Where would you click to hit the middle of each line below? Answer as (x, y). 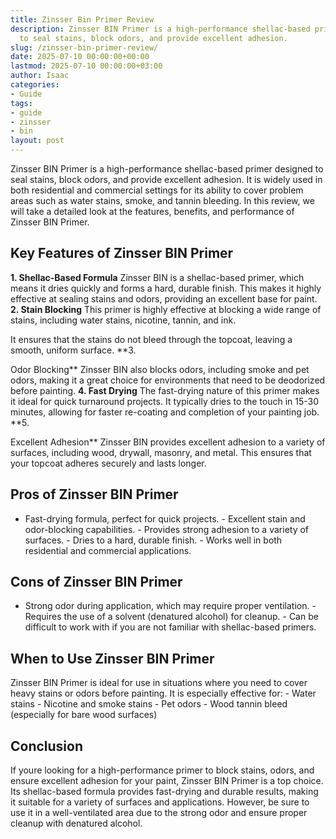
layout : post (37, 141)
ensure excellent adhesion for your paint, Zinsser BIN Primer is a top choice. (167, 781)
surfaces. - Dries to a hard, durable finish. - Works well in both (153, 540)
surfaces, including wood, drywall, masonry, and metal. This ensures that (161, 452)
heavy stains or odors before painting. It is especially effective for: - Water (163, 693)
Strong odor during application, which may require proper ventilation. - (170, 606)
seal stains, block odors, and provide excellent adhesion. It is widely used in (166, 179)
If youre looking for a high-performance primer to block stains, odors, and (162, 770)
